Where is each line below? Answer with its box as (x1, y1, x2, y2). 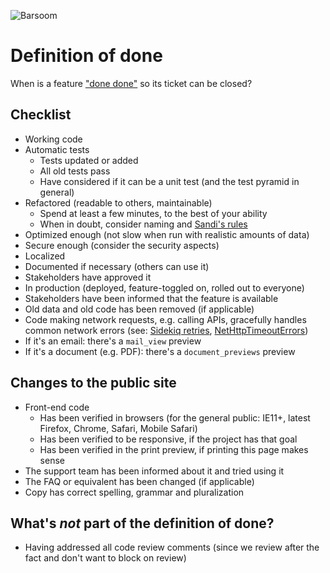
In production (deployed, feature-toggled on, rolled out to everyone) (24, 281, 305, 294)
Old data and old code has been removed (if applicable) (24, 303, 255, 315)
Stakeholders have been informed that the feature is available (24, 292, 279, 304)
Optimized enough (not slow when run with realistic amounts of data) (24, 228, 310, 240)
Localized (24, 250, 66, 262)
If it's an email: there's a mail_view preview (24, 335, 202, 347)
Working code (24, 133, 83, 145)
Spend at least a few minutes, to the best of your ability (39, 207, 268, 219)
